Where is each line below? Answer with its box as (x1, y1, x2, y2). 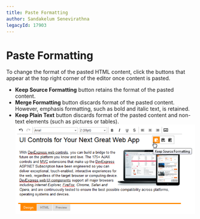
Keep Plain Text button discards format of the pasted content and (14, 112, 178, 119)
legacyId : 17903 (6, 22, 47, 28)
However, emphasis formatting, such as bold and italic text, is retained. (14, 105, 190, 113)
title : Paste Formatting (6, 10, 68, 16)
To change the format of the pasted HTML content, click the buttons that (6, 69, 186, 76)
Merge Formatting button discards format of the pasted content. (14, 99, 175, 106)
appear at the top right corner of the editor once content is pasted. (6, 75, 171, 82)
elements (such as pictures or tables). (26, 118, 119, 125)
